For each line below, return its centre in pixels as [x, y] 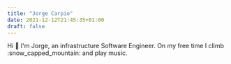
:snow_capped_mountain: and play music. [67, 53]
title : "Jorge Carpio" [40, 13]
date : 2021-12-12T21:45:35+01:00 [56, 20]
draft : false [26, 26]
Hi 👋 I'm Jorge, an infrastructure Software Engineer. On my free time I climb [116, 46]
